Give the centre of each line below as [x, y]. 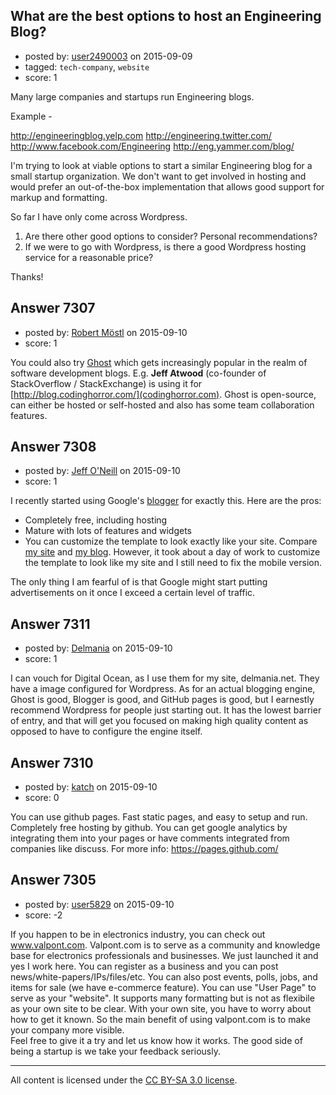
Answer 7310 [52, 762]
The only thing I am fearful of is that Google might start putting [139, 582]
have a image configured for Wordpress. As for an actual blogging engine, [163, 689]
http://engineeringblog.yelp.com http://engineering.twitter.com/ [141, 135]
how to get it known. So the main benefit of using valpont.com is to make [160, 1019]
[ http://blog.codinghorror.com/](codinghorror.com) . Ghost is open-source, [163, 394]
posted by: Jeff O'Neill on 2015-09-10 [102, 471]
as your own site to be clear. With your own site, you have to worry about [161, 1008]
